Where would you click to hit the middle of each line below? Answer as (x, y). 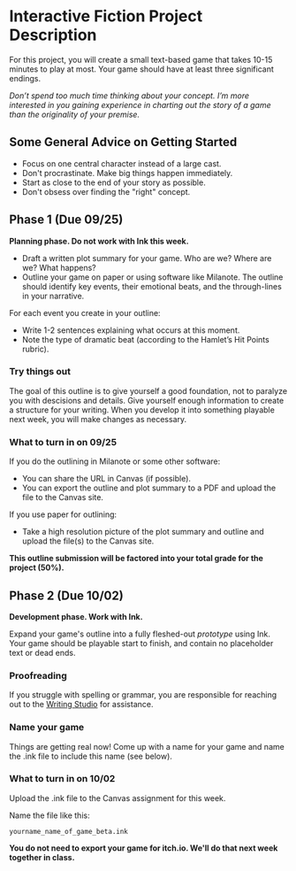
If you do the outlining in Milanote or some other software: (115, 461)
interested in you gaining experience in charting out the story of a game (140, 104)
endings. (25, 78)
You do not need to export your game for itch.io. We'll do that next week (144, 848)
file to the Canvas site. (63, 497)
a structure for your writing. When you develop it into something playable (142, 410)
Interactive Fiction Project (106, 16)
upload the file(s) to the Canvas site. (88, 541)
